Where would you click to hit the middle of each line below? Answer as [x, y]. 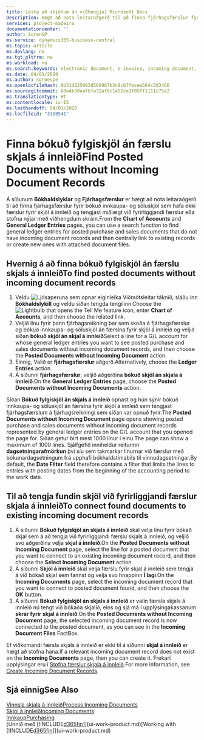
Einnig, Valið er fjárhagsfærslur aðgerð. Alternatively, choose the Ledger [106, 362]
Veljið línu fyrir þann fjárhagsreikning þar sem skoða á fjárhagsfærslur [102, 323]
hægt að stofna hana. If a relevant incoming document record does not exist [101, 651]
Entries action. [34, 368]
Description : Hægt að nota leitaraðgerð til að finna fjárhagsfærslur [97, 18]
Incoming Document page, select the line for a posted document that [102, 549]
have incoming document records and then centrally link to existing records [101, 238]
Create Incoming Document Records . [53, 671]
